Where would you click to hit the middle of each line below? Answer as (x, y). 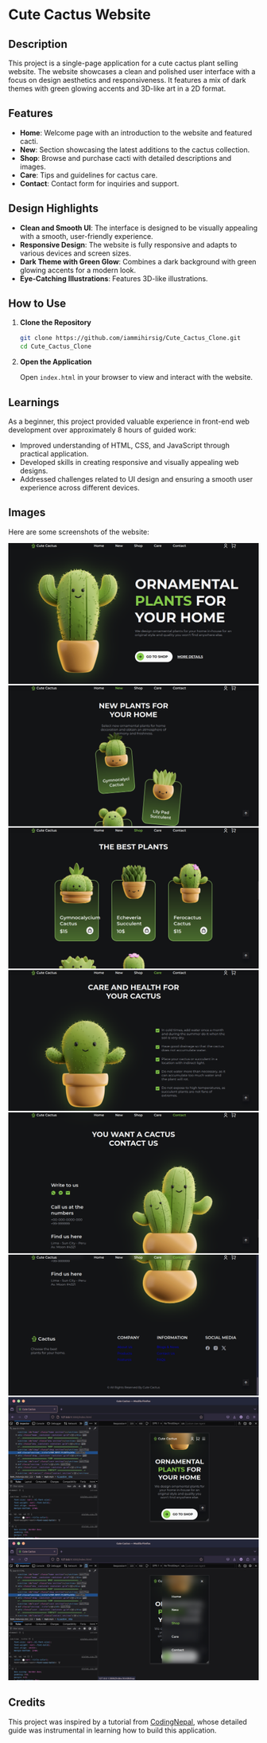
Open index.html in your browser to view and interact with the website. (136, 377)
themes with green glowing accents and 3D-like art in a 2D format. (117, 88)
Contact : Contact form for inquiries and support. (99, 183)
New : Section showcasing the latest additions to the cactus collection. (135, 150)
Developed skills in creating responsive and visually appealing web (129, 462)
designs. (34, 471)
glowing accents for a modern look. (78, 270)
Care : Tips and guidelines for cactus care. (89, 175)
